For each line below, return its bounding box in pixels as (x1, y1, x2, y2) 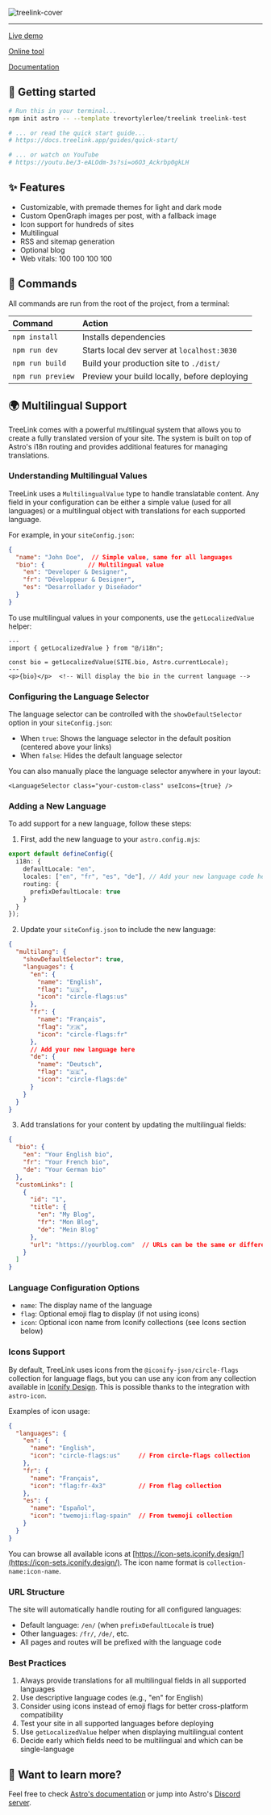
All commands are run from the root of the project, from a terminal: (8, 299, 230, 308)
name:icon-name (8, 1567, 60, 1575)
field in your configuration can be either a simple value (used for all (8, 497, 231, 507)
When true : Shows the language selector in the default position (19, 734, 231, 743)
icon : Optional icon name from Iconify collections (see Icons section (19, 1318, 247, 1328)
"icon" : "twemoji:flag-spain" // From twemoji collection (29, 1512, 232, 1520)
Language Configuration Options (8, 1282, 140, 1294)
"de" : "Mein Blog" (37, 1225, 99, 1234)
